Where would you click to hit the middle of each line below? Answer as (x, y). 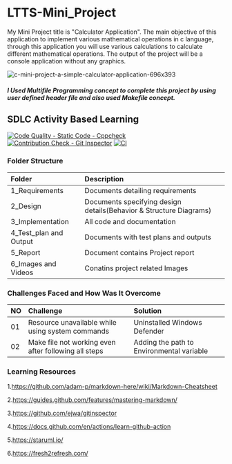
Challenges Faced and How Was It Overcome (84, 293)
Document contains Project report (139, 252)
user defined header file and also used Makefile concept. (91, 97)
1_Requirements (37, 190)
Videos (22, 272)
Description (104, 179)
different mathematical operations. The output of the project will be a (105, 54)
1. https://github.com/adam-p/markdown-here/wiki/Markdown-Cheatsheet (112, 387)
